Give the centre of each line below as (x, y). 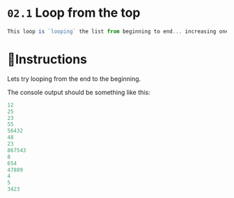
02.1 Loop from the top (74, 13)
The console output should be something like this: (79, 92)
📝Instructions (47, 59)
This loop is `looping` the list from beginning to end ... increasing (112, 31)
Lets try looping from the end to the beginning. (74, 79)
